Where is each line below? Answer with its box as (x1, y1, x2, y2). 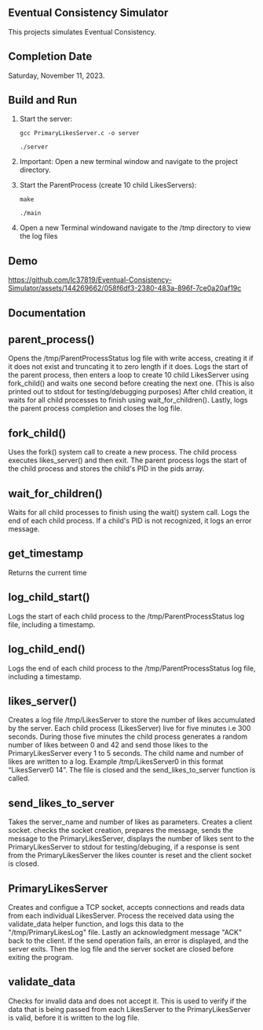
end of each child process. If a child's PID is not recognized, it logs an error (8, 516, 252, 525)
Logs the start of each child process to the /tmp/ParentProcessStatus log (8, 612, 245, 621)
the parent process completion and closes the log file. (8, 404, 183, 413)
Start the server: (19, 114, 73, 124)
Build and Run (8, 93, 77, 107)
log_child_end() (8, 643, 86, 656)
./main (19, 210, 42, 217)
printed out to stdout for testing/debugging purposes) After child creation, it (8, 387, 254, 396)
